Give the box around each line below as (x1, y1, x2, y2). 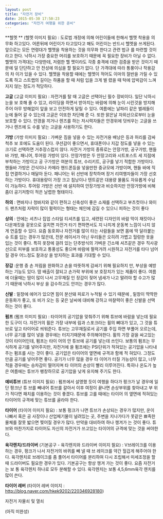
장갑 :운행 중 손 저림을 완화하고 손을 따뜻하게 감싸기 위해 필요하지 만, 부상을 (5, 263, 147, 268)
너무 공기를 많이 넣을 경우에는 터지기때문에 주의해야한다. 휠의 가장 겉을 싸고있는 (5, 332, 156, 338)
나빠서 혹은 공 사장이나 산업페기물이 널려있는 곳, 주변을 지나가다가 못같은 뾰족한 (5, 413, 156, 419)
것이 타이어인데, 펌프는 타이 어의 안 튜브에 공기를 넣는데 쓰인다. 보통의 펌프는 (5, 338, 150, 344)
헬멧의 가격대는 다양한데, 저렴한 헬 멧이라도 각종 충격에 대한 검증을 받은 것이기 (5, 59, 153, 65)
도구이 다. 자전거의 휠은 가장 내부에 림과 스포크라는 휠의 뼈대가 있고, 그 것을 (10, 320, 153, 326)
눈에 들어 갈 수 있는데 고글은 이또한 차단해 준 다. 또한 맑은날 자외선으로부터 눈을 (5, 112, 156, 118)
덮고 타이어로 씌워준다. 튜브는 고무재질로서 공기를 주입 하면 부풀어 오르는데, (14, 326, 157, 332)
